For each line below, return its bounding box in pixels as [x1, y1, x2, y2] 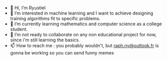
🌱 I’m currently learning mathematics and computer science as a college [10, 21, 162, 27]
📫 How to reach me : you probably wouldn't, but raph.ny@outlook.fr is [10, 43, 159, 48]
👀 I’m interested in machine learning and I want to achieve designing [10, 10, 154, 16]
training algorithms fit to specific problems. [10, 16, 101, 21]
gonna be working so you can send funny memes [10, 50, 115, 55]
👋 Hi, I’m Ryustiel [10, 5, 46, 11]
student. [10, 26, 28, 32]
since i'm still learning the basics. [10, 37, 80, 43]
